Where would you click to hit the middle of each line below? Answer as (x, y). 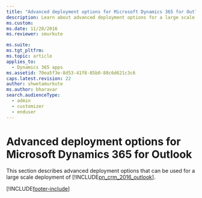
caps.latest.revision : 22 (38, 79)
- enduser (24, 112)
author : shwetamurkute (35, 84)
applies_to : (21, 61)
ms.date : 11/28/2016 (32, 28)
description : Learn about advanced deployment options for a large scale (101, 17)
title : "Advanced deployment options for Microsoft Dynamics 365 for (95, 12)
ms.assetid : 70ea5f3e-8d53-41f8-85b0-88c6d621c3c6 (71, 73)
